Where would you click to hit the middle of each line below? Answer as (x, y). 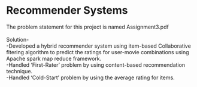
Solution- (18, 39)
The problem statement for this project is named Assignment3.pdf (87, 27)
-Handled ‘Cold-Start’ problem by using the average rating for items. (90, 77)
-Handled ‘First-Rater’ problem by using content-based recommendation (96, 65)
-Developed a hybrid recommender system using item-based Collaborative (99, 46)
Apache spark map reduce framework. (54, 58)
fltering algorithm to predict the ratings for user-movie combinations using (98, 52)
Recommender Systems (67, 10)
